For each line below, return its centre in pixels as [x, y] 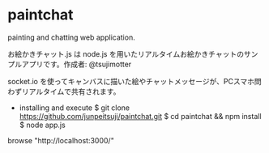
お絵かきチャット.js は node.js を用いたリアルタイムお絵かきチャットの [126, 53]
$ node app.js [42, 125]
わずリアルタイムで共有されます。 [64, 91]
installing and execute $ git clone [75, 108]
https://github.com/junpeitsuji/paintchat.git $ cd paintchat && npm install [140, 116]
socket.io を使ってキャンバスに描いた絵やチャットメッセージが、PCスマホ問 [134, 81]
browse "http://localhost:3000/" [61, 140]
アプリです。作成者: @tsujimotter [77, 64]
